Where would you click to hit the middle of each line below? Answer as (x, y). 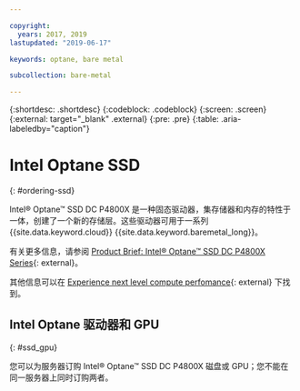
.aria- (231, 119)
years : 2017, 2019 (53, 34)
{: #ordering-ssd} (42, 191)
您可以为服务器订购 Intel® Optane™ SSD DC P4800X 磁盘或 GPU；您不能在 (149, 366)
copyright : (30, 25)
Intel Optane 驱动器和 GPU (85, 325)
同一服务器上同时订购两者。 (61, 377)
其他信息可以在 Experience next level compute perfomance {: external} (141, 282)
